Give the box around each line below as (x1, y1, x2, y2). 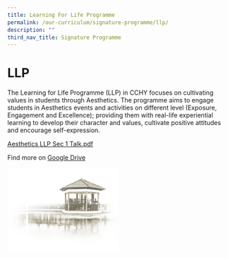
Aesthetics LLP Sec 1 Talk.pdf (7, 140, 94, 148)
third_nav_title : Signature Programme (7, 34, 121, 41)
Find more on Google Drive (7, 153, 86, 162)
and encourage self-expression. (7, 126, 100, 134)
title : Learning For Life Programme (7, 11, 115, 18)
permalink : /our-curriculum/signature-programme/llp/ (7, 18, 169, 26)
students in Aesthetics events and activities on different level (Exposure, (7, 103, 217, 112)
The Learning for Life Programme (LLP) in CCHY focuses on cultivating (7, 88, 214, 97)
